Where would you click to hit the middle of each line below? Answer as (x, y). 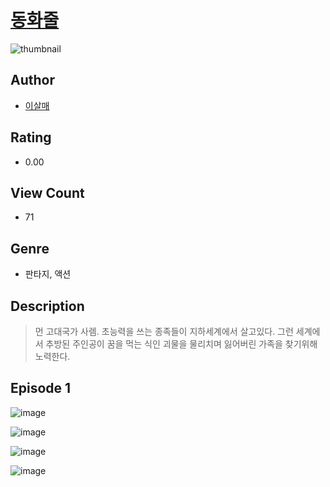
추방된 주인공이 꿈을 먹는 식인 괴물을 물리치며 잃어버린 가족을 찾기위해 (181, 344)
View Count (47, 192)
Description (47, 306)
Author (32, 80)
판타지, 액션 (48, 274)
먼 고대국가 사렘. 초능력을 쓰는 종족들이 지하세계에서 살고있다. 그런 (164, 331)
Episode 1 (41, 388)
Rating (31, 137)
